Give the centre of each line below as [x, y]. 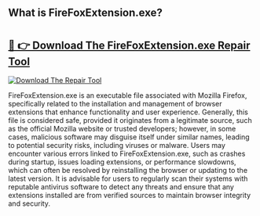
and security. [29, 203]
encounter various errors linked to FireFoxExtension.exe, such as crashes [127, 153]
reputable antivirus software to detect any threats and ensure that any [121, 187]
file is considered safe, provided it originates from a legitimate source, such [130, 120]
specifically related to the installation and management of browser [115, 104]
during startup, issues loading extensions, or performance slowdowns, [123, 162]
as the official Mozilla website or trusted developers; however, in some [122, 129]
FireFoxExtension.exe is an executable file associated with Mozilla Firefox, [128, 95]
